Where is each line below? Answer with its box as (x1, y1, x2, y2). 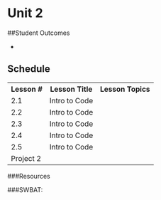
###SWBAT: (7, 185, 43, 194)
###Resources (7, 172, 51, 180)
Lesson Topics (99, 84, 150, 94)
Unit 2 (7, 5, 44, 21)
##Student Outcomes (7, 28, 70, 37)
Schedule (7, 63, 51, 75)
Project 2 (11, 153, 41, 163)
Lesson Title (50, 84, 93, 94)
